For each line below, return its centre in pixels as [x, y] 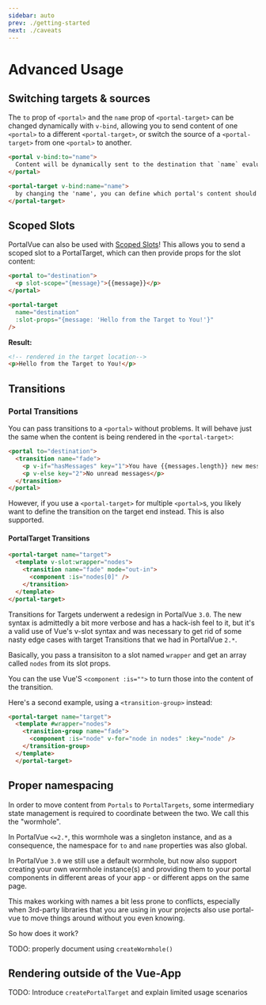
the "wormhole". [35, 821]
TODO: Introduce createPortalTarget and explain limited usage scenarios [128, 992]
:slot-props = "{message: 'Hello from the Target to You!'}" [115, 320]
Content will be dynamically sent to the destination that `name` [127, 165]
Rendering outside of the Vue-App [95, 973]
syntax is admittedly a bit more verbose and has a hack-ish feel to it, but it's [131, 623]
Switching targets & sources [79, 99]
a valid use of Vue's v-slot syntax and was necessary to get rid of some [125, 631]
